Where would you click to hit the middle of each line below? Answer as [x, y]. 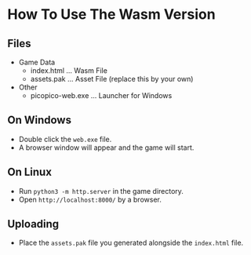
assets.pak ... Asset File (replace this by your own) [112, 79]
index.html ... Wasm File [69, 71]
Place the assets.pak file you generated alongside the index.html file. [131, 243]
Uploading [33, 224]
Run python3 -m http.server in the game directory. [101, 191]
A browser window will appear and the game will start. [106, 148]
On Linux [30, 172]
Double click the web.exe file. [65, 139]
